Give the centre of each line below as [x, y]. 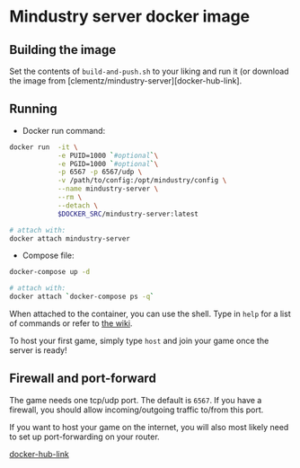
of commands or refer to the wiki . [71, 323]
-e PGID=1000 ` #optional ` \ [108, 163]
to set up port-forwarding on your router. [84, 437]
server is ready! [38, 350]
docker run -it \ [44, 147]
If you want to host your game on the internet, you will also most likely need [149, 427]
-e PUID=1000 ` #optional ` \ [108, 155]
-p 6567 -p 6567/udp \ [100, 172]
